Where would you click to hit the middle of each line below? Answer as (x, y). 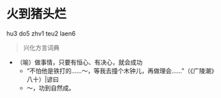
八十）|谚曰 (43, 79)
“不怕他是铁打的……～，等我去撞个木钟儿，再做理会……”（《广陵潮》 (122, 71)
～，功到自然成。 (51, 88)
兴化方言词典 (41, 47)
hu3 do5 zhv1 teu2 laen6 (41, 33)
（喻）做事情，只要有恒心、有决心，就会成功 (79, 62)
